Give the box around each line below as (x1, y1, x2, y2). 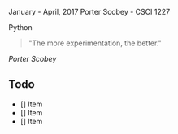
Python (8, 23, 33, 32)
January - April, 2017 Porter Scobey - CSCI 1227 (8, 7, 171, 16)
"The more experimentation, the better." (28, 38, 163, 48)
